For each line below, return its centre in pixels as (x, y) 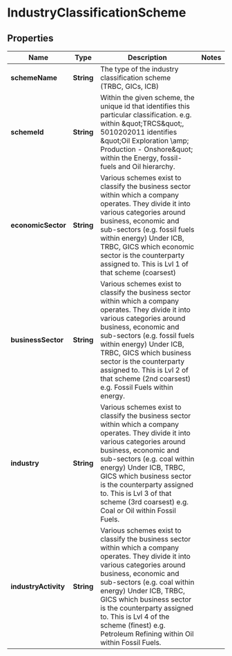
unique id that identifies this (145, 106)
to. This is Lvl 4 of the (135, 617)
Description (147, 58)
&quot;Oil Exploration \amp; (144, 141)
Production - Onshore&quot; (146, 149)
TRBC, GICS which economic (147, 247)
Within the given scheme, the (147, 98)
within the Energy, (129, 158)
